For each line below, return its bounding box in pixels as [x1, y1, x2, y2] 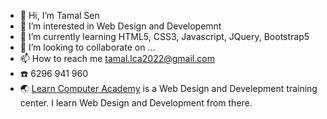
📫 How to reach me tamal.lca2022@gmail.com [19, 53, 215, 64]
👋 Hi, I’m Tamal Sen [19, 10, 100, 21]
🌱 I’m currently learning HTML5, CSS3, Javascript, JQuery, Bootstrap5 [19, 31, 310, 42]
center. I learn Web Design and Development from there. [19, 97, 253, 109]
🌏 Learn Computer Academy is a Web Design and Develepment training [19, 83, 318, 94]
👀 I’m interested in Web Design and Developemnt [19, 20, 222, 32]
